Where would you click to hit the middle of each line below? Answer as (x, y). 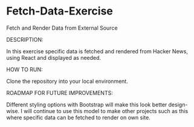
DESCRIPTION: (25, 39)
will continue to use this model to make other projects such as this (106, 111)
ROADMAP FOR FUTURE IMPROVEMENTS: (60, 93)
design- (178, 105)
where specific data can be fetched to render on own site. (79, 117)
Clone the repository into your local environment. (67, 81)
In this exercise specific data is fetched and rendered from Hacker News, (97, 51)
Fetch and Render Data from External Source (62, 28)
